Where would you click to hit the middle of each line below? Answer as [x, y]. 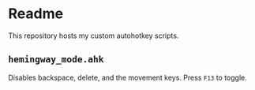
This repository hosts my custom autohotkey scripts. [94, 36]
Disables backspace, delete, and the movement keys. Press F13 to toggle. [127, 77]
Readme [36, 14]
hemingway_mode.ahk [56, 60]
